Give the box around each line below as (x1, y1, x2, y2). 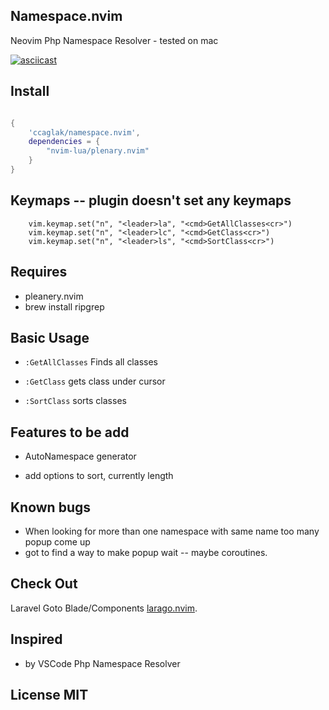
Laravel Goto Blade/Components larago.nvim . (10, 602, 198, 614)
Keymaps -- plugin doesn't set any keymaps (10, 192, 292, 209)
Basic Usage (10, 329, 90, 346)
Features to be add (10, 424, 130, 441)
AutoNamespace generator (24, 450, 137, 463)
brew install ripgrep (24, 300, 105, 313)
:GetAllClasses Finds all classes (24, 356, 158, 368)
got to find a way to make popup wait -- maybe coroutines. (24, 546, 268, 558)
